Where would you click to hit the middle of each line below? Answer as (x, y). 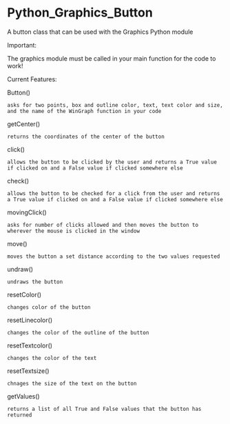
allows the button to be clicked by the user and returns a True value (112, 162)
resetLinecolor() (30, 320)
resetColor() (24, 294)
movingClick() (27, 212)
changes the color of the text (52, 358)
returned (20, 415)
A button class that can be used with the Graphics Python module (100, 32)
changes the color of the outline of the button (78, 332)
